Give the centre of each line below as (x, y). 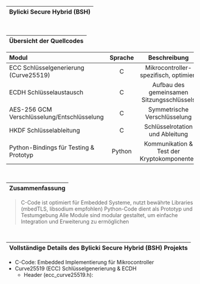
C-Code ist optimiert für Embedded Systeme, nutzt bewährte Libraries (107, 203)
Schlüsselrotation (168, 126)
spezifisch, (155, 75)
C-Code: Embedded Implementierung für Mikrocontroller (85, 262)
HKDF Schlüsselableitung (45, 130)
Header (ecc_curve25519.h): (58, 275)
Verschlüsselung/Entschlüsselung (57, 117)
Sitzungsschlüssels (168, 100)
